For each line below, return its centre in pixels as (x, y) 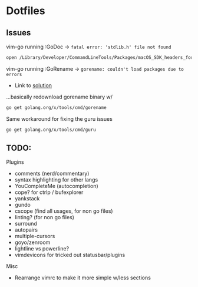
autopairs (26, 230)
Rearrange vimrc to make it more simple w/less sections (83, 278)
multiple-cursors (35, 236)
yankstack (27, 199)
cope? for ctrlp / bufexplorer (49, 192)
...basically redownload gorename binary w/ (60, 97)
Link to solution (33, 85)
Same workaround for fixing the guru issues (60, 118)
